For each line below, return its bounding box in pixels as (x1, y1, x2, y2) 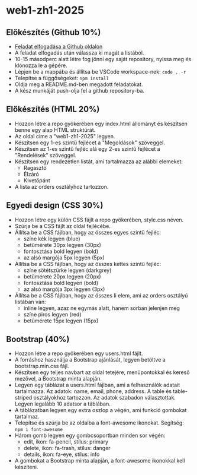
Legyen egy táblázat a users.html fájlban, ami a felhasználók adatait (14, 381, 180, 389)
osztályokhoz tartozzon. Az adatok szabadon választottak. (33, 394, 176, 401)
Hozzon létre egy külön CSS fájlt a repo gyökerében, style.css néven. (14, 216, 184, 223)
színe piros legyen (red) (23, 311, 82, 318)
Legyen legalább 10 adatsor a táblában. (14, 400, 111, 407)
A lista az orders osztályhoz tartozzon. (14, 183, 109, 190)
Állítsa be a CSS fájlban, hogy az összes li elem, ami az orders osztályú (14, 292, 188, 299)
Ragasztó (23, 164, 47, 171)
